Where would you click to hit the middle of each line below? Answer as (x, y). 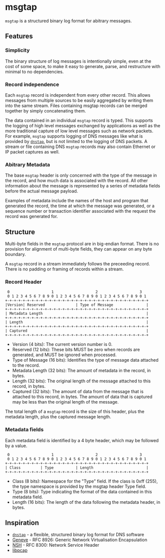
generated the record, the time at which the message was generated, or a (80, 206)
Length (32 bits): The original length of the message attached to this (82, 381)
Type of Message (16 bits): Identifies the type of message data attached (85, 360)
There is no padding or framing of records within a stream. (65, 269)
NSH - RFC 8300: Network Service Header (56, 545)
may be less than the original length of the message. (66, 402)
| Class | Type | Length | (77, 468)
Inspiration (22, 523)
